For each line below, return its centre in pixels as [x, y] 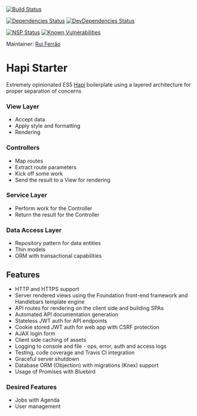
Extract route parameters [46, 167]
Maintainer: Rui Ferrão [33, 44]
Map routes [29, 161]
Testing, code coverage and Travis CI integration [75, 352]
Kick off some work [39, 173]
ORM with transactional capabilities [58, 256]
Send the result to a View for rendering [62, 180]
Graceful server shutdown [47, 359]
